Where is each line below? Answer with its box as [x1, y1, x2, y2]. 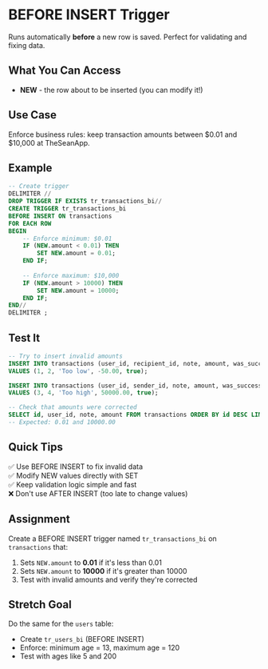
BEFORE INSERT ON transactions [8, 212, 112, 220]
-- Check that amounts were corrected [8, 403, 137, 411]
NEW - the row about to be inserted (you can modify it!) [19, 85, 203, 94]
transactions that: [8, 542, 69, 551]
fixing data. [8, 40, 45, 50]
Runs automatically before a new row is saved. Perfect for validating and [8, 32, 247, 42]
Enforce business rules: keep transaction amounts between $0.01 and [8, 130, 238, 139]
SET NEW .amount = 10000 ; [37, 286, 120, 294]
